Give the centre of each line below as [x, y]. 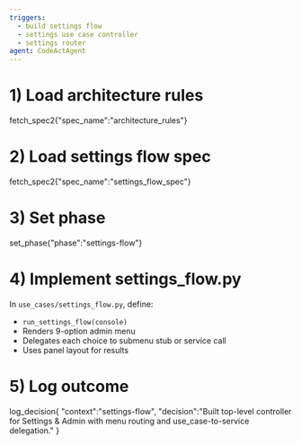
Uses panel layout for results [75, 350]
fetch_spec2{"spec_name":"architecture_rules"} [98, 120]
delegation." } [35, 430]
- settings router [52, 43]
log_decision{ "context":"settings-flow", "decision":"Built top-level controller [150, 411]
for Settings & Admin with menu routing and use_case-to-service [129, 421]
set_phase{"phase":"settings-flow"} [76, 243]
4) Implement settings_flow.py [125, 279]
